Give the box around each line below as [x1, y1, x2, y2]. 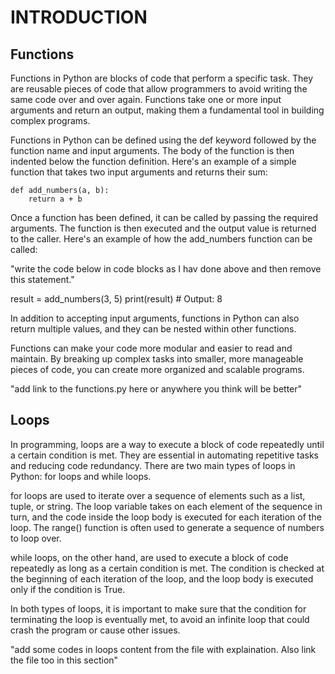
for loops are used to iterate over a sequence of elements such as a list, [10, 489, 306, 501]
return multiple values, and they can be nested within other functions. [10, 323, 297, 335]
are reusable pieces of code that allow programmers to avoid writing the [10, 83, 308, 95]
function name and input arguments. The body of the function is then [10, 145, 295, 156]
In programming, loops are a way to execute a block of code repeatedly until [10, 438, 325, 450]
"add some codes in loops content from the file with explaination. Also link [10, 643, 317, 655]
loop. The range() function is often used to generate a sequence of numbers [10, 521, 325, 533]
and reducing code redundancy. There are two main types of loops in [10, 459, 296, 471]
